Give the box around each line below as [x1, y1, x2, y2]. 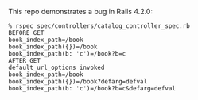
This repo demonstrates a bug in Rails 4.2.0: [8, 7, 153, 16]
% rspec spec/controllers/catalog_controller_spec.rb [8, 22, 191, 30]
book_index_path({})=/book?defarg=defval [8, 78, 148, 86]
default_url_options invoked [8, 63, 105, 71]
